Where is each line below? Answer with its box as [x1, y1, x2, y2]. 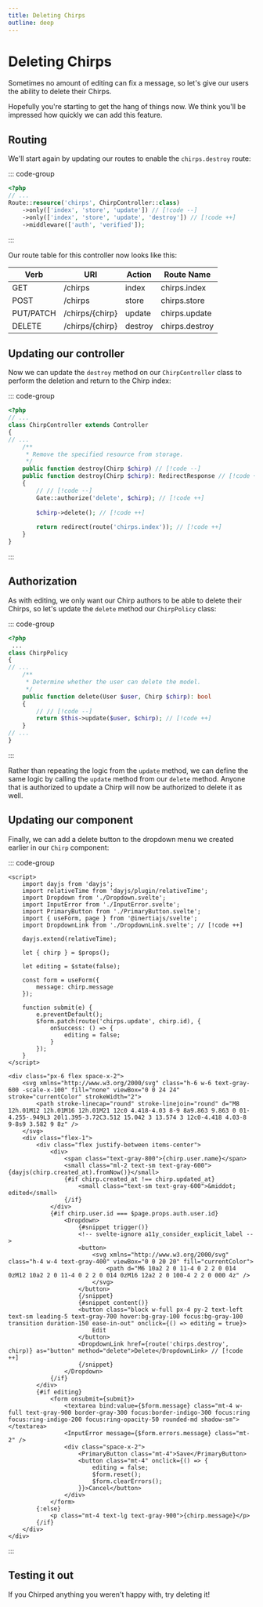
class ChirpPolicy [8, 649, 68, 657]
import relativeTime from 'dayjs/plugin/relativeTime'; [22, 887, 209, 895]
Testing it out [8, 1569, 74, 1582]
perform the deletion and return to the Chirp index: [8, 376, 171, 385]
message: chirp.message [36, 982, 113, 991]
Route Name [164, 268, 211, 279]
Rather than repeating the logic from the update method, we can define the [8, 766, 249, 775]
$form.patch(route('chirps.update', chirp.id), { [36, 1017, 201, 1025]
